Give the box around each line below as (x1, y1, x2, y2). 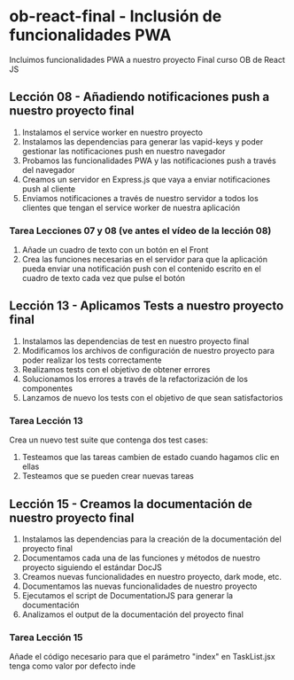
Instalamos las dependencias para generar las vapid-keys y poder (21, 136, 264, 147)
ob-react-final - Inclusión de (9, 6, 222, 27)
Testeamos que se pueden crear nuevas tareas (21, 471, 195, 481)
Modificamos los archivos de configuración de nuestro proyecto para (21, 345, 275, 356)
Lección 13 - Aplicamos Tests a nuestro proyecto (9, 299, 284, 314)
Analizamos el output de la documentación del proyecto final (21, 609, 244, 620)
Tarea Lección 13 (9, 414, 84, 426)
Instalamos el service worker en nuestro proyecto (21, 127, 204, 137)
